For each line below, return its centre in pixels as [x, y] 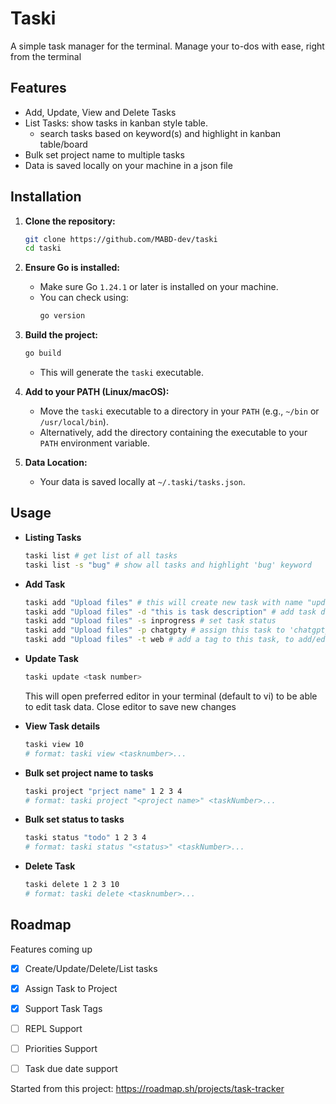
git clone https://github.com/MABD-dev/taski [121, 239]
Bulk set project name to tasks [89, 773]
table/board [63, 144]
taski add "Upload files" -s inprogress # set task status [150, 621]
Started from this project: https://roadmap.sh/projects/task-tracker [147, 1089]
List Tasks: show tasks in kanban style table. [116, 123]
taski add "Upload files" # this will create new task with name [163, 602]
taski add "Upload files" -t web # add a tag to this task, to [159, 640]
